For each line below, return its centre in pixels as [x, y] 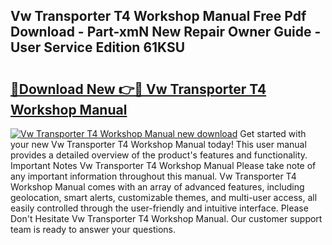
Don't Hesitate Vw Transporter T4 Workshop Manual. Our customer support [166, 218]
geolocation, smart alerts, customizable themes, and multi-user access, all [164, 197]
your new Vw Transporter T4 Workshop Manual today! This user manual [158, 144]
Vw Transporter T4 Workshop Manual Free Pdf [158, 16]
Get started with [273, 133]
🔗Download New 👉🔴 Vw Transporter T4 [138, 89]
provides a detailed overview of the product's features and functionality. [159, 155]
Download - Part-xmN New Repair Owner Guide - [166, 32]
